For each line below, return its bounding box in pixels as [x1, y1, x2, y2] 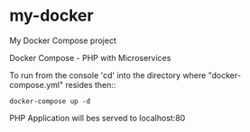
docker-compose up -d [9, 96, 91, 106]
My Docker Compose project [9, 35, 117, 46]
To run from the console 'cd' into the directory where [9, 69, 207, 81]
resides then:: [65, 79, 116, 90]
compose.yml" [9, 79, 64, 90]
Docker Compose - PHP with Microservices [9, 52, 171, 63]
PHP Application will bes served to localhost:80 [9, 112, 186, 123]
